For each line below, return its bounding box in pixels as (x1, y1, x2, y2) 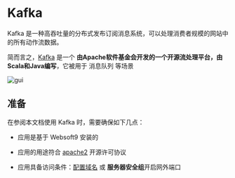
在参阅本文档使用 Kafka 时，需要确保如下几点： (7, 117, 145, 126)
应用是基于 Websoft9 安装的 (17, 132, 99, 141)
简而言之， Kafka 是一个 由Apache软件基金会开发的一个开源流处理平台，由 (7, 53, 223, 61)
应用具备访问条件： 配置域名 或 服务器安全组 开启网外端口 (17, 163, 181, 171)
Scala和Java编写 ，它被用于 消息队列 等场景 (7, 61, 134, 70)
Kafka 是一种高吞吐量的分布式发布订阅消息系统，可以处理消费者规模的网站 (7, 29, 222, 37)
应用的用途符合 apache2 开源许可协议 (17, 148, 127, 156)
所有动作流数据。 (13, 37, 63, 46)
